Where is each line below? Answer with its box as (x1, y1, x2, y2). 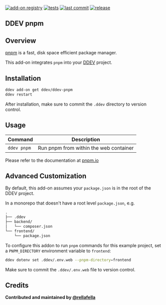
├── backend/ (5, 219, 33, 225)
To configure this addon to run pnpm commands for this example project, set (5, 242, 161, 248)
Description (71, 136, 100, 143)
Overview (5, 36, 37, 45)
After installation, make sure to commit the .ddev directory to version (5, 101, 147, 107)
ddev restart (5, 92, 33, 97)
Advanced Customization (5, 171, 87, 180)
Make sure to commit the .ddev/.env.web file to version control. (5, 266, 135, 272)
